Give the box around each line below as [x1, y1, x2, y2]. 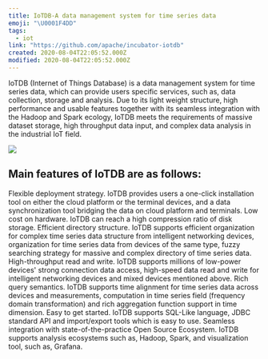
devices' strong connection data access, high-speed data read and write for [8, 265, 260, 274]
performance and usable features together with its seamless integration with [8, 103, 260, 113]
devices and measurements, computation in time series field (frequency [8, 290, 246, 300]
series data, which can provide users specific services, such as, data [8, 86, 236, 96]
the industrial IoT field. [8, 129, 82, 138]
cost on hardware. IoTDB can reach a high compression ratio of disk [8, 213, 233, 224]
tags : [8, 26, 26, 34]
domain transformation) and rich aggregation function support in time [8, 299, 238, 309]
